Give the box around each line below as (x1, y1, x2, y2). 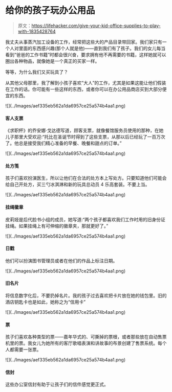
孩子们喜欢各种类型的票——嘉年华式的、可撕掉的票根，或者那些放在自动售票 (5, 334, 167, 340)
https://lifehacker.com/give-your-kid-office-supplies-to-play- (31, 22, 161, 29)
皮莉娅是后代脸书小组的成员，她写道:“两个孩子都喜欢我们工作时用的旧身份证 (5, 216, 165, 222)
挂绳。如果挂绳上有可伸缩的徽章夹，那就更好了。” (5, 223, 109, 229)
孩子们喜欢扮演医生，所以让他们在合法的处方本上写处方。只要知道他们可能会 (5, 175, 167, 181)
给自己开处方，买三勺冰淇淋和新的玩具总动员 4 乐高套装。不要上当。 (5, 181, 150, 188)
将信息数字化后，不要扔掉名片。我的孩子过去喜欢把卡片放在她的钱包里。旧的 (5, 292, 167, 298)
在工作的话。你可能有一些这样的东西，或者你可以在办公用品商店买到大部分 (5, 86, 162, 92)
